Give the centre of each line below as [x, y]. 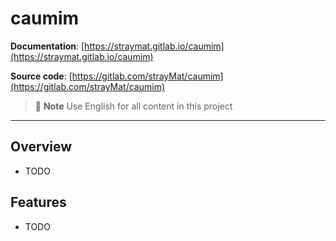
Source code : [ [41, 76]
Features [38, 202]
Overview [41, 147]
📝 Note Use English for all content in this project [133, 106]
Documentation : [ [47, 46]
